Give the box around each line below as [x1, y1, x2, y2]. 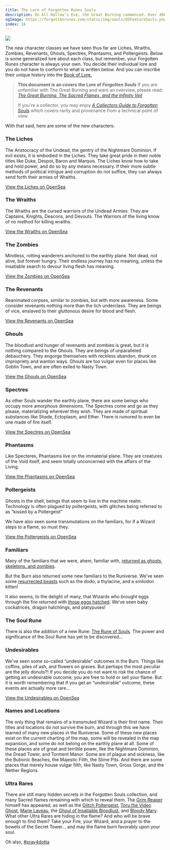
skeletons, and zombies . [5, 563, 56, 569]
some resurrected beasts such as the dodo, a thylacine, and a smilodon [5, 578, 154, 584]
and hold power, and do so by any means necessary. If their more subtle [5, 163, 156, 169]
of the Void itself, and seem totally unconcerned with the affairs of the [5, 458, 151, 465]
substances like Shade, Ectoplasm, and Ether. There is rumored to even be [5, 414, 160, 420]
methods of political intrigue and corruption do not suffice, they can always [5, 168, 162, 175]
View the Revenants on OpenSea [5, 318, 74, 324]
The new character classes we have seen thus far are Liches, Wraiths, [5, 45, 152, 51]
